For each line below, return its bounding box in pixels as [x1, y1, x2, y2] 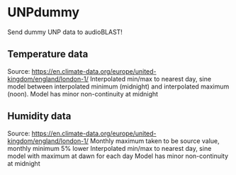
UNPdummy [7, 4, 80, 21]
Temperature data [7, 48, 89, 60]
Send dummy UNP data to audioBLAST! [7, 28, 123, 36]
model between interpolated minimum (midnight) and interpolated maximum [7, 82, 230, 91]
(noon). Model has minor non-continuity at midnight [7, 89, 158, 98]
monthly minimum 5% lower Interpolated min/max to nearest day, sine [7, 144, 212, 152]
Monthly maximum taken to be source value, [89, 136, 220, 145]
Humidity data [7, 111, 72, 123]
